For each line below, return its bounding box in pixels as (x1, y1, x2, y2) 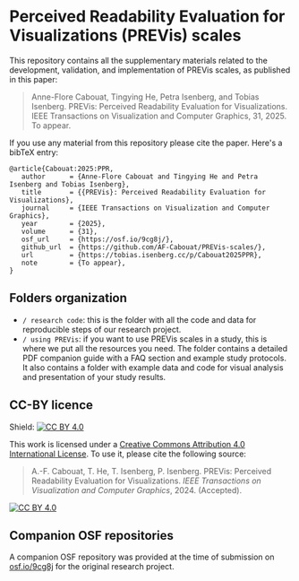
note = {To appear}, (21, 258, 126, 267)
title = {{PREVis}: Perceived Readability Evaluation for (21, 187, 267, 196)
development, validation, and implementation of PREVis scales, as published (9, 65, 291, 75)
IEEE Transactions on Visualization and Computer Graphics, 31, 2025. (30, 110, 287, 121)
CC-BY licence (9, 397, 94, 413)
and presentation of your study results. (21, 371, 167, 382)
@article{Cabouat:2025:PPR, (9, 164, 115, 173)
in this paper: (9, 74, 58, 84)
